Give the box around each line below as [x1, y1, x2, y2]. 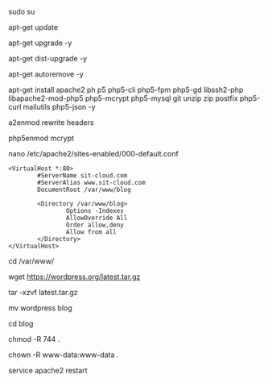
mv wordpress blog [8, 303, 72, 313]
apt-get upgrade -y [8, 38, 72, 48]
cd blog [8, 318, 34, 328]
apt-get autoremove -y [8, 69, 85, 79]
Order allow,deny [65, 221, 125, 229]
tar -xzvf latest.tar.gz [8, 288, 78, 297]
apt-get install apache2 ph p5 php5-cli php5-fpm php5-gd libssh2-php [8, 85, 244, 94]
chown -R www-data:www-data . [8, 350, 119, 360]
